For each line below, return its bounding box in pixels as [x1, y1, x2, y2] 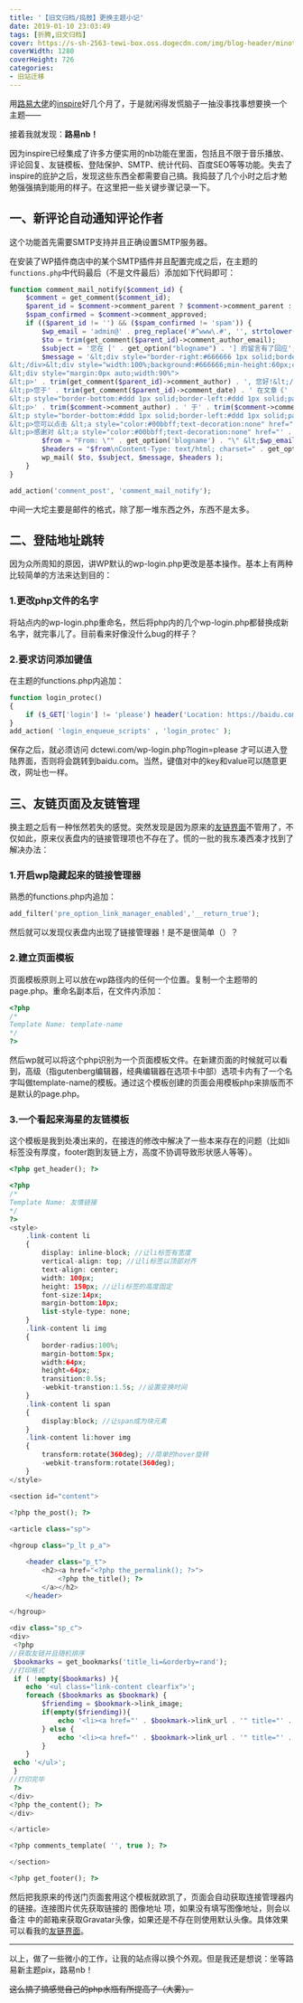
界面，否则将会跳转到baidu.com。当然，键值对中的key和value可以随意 [16, 756, 280, 767]
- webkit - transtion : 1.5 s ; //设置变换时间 [41, 1383, 188, 1393]
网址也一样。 [24, 767, 73, 778]
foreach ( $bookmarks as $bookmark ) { [25, 1691, 168, 1700]
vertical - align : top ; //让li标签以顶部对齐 [41, 1257, 197, 1266]
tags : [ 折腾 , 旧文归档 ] [9, 30, 87, 39]
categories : [9, 64, 54, 73]
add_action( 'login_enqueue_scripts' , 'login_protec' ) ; [9, 727, 232, 736]
